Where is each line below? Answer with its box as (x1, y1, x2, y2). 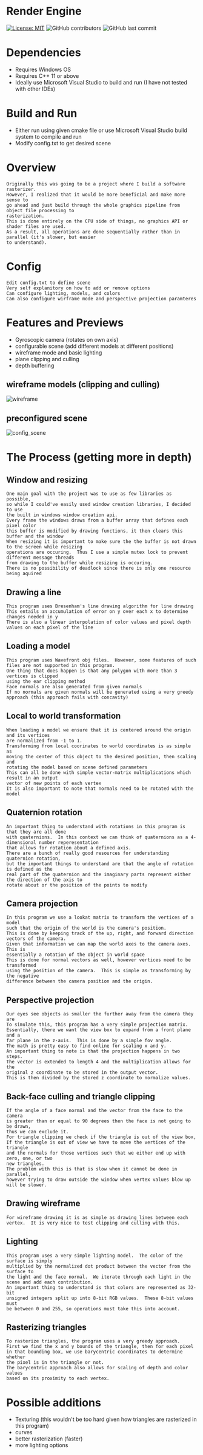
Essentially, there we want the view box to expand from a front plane (6, 1027, 191, 1033)
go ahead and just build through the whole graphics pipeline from (6, 202, 181, 208)
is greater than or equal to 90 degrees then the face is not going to (6, 1118, 191, 1124)
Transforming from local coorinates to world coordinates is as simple (6, 743, 191, 749)
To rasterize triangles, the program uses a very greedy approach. (6, 1338, 181, 1344)
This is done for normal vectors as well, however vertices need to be (6, 957, 191, 963)
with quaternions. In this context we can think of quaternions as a (6, 834, 188, 840)
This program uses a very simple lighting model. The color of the (6, 1253, 183, 1259)
